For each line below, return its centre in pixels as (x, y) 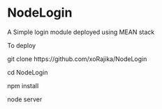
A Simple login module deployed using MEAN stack (81, 32)
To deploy (22, 45)
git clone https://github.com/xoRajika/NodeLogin (77, 59)
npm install (23, 85)
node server (25, 99)
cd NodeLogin (28, 72)
